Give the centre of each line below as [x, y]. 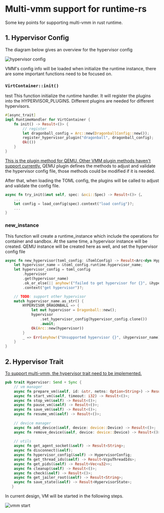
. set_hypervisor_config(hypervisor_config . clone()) [93, 319]
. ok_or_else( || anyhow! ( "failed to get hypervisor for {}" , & [87, 283]
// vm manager [28, 387]
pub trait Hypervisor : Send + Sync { [43, 382]
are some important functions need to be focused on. [59, 74]
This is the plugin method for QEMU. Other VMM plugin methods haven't [78, 161]
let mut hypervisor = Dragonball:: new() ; [74, 310]
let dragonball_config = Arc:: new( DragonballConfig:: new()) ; [86, 133]
